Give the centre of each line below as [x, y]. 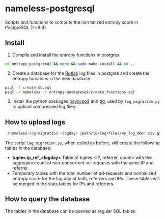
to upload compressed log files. [44, 107]
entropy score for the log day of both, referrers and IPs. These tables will [86, 179]
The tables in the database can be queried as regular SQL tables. [71, 211]
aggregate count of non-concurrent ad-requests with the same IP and [83, 163]
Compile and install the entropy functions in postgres [66, 55]
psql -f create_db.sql [28, 87]
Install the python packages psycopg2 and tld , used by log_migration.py [86, 101]
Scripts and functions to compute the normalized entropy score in [72, 22]
